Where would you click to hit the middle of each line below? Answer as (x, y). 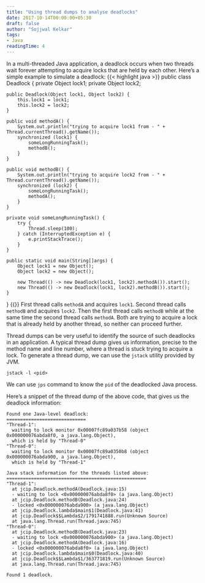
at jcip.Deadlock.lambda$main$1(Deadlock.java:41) (78, 510)
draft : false (23, 23)
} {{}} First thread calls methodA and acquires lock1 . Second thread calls (96, 304)
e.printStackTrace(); (56, 239)
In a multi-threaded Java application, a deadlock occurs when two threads (100, 63)
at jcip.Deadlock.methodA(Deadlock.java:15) (69, 489)
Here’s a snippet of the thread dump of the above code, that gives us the (98, 396)
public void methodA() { (38, 121)
